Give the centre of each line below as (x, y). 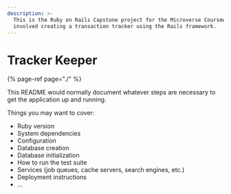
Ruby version (36, 126)
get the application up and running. (57, 99)
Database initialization (48, 156)
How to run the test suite (52, 162)
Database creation (43, 148)
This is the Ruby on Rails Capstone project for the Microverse (107, 20)
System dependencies (49, 134)
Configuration (36, 141)
